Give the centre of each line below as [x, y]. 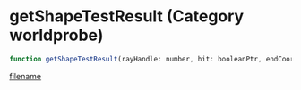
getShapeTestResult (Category [127, 16]
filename [26, 76]
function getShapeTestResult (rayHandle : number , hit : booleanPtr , [136, 59]
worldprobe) [56, 35]
